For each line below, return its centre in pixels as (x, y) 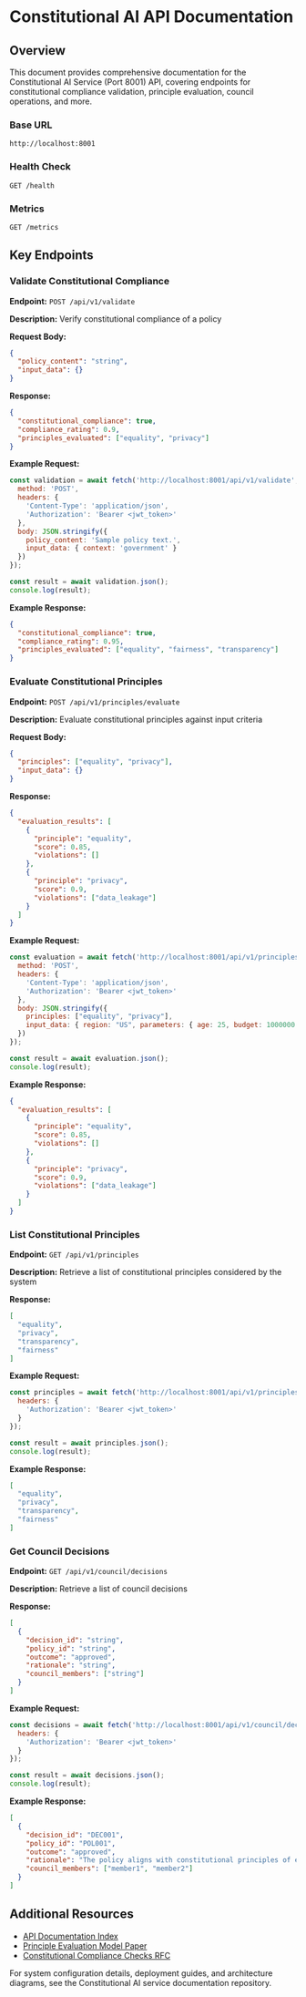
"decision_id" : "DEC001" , (75, 1835)
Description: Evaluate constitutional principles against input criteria (136, 719)
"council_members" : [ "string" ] (85, 1674)
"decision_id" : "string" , (75, 1640)
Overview (38, 51)
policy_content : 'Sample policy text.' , (103, 540)
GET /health (32, 185)
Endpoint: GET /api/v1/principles (74, 1254)
